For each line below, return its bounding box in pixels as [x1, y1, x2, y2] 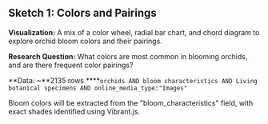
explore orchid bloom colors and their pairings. [8, 36, 162, 46]
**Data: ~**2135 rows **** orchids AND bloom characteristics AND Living [8, 75, 258, 85]
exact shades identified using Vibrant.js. [8, 106, 141, 116]
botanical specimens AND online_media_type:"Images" [8, 84, 188, 92]
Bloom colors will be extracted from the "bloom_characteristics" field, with [8, 98, 254, 107]
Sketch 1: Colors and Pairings [8, 6, 158, 20]
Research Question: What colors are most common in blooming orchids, [8, 51, 248, 61]
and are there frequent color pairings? [8, 60, 134, 70]
